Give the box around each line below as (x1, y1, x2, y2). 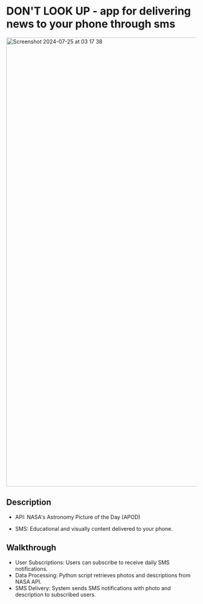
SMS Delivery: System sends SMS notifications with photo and (14, 584, 171, 591)
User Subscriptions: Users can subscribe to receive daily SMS (14, 559, 170, 566)
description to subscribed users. (14, 591, 96, 598)
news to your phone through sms (6, 17, 176, 31)
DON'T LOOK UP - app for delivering (6, 4, 192, 18)
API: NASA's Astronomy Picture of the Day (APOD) (14, 513, 141, 520)
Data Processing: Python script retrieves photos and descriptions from (14, 571, 191, 579)
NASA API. (14, 578, 42, 585)
